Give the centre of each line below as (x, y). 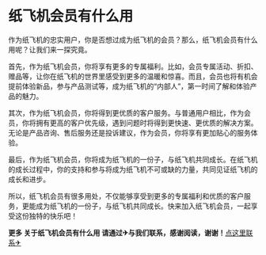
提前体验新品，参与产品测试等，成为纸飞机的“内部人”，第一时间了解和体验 (129, 86)
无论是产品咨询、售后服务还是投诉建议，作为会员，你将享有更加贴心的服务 (129, 132)
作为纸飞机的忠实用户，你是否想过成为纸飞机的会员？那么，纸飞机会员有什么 (133, 40)
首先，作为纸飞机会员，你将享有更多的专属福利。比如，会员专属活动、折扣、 (133, 66)
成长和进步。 (29, 179)
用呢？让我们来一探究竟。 (50, 49)
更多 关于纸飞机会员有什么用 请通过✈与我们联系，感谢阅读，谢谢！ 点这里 (127, 232)
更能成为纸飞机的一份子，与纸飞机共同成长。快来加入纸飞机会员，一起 (136, 206)
